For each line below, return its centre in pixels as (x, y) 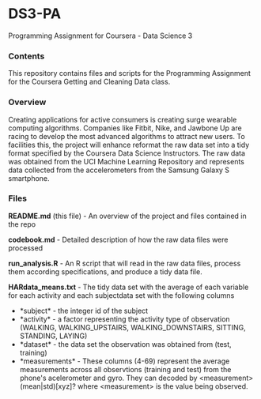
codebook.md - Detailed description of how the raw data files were (118, 239)
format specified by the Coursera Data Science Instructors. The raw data (127, 153)
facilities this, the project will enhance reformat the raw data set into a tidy (129, 145)
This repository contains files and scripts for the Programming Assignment (129, 73)
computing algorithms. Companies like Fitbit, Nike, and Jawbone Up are (125, 128)
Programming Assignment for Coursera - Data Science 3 (100, 36)
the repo (22, 224)
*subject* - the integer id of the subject (84, 311)
